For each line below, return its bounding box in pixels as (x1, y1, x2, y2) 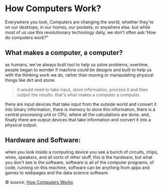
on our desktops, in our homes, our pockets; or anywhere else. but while (5, 24, 150, 30)
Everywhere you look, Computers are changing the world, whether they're (5, 19, 154, 25)
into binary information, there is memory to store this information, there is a (5, 106, 156, 112)
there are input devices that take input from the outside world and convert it (5, 101, 157, 107)
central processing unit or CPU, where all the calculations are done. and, (5, 112, 150, 117)
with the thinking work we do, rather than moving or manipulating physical (5, 72, 154, 78)
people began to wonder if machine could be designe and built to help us (5, 67, 152, 73)
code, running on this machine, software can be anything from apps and (5, 164, 150, 171)
